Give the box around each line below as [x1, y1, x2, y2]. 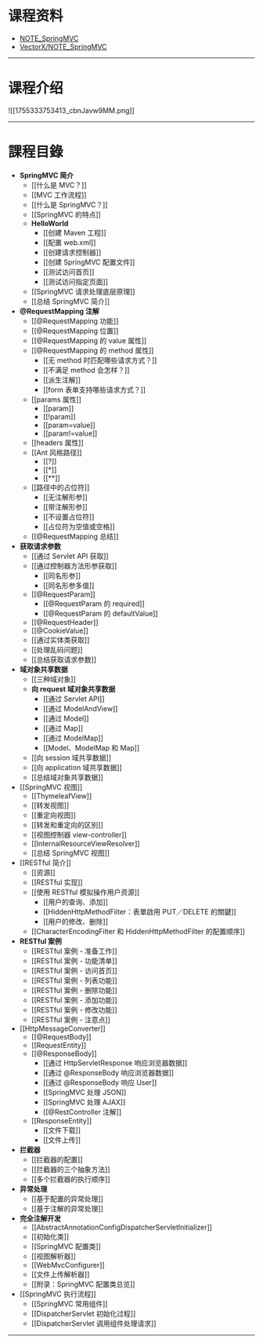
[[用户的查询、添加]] [42, 897, 108, 907]
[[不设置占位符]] [42, 512, 95, 521]
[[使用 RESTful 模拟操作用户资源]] [31, 887, 140, 897]
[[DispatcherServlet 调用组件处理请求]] [31, 1318, 157, 1328]
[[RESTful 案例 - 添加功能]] [31, 995, 117, 1005]
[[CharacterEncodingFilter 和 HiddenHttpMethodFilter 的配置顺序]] [31, 926, 245, 936]
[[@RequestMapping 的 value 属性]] [31, 335, 147, 345]
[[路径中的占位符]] [31, 482, 90, 491]
